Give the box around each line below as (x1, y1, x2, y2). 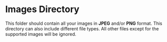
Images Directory (5, 4, 79, 15)
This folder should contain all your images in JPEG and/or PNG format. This (5, 20, 162, 26)
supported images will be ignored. (5, 31, 77, 37)
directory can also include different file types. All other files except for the (5, 25, 159, 31)
